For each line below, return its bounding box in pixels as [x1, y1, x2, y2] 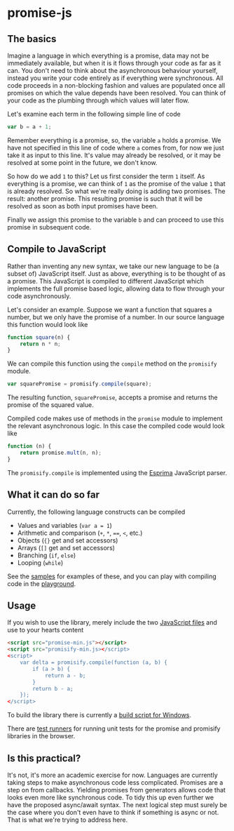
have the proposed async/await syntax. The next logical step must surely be [7, 801, 228, 809]
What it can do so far [7, 489, 100, 501]
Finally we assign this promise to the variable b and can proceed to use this [7, 215, 224, 224]
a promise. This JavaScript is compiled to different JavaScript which [7, 277, 205, 285]
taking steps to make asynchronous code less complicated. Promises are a [7, 778, 223, 787]
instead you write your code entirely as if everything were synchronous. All [7, 74, 224, 82]
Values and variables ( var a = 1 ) [17, 521, 112, 529]
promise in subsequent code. [7, 222, 92, 231]
